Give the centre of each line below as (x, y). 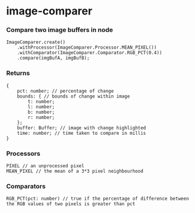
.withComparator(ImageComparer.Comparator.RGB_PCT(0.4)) (90, 53)
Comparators (26, 186)
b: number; (41, 112)
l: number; (41, 106)
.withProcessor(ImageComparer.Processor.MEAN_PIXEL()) (87, 48)
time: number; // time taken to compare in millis (82, 133)
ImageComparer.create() (36, 42)
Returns (18, 73)
